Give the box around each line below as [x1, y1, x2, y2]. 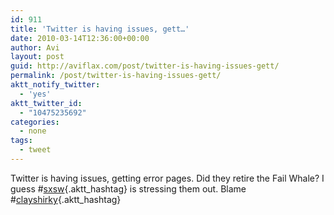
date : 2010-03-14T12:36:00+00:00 [10, 33, 150, 43]
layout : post [10, 52, 65, 62]
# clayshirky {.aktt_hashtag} [10, 193, 122, 205]
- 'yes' [19, 89, 52, 99]
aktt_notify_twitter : [10, 80, 101, 90]
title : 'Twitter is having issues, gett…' [10, 24, 190, 34]
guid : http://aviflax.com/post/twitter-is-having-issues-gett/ [10, 61, 280, 71]
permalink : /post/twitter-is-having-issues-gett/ [10, 71, 222, 81]
